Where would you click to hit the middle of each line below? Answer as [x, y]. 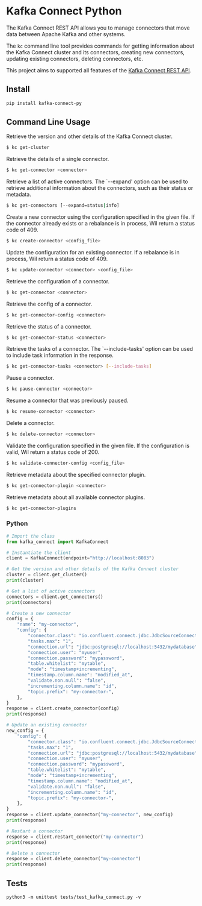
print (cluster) [25, 580]
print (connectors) [29, 602]
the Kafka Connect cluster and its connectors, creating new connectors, [96, 52]
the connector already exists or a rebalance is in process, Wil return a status [101, 224]
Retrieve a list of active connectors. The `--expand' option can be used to [97, 181]
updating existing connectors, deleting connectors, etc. [75, 58]
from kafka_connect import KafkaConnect [58, 542]
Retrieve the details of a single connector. [58, 159]
